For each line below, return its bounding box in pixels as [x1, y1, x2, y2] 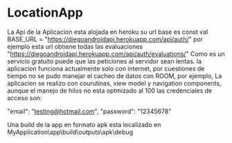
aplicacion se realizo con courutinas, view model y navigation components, [7, 79, 222, 87]
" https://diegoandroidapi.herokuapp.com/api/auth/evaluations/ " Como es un [7, 50, 225, 58]
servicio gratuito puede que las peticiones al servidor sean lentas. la [7, 57, 202, 65]
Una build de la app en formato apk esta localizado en [7, 120, 161, 128]
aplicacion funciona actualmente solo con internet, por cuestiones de [7, 64, 205, 73]
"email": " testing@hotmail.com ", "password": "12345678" [7, 107, 172, 115]
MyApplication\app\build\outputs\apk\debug [7, 128, 134, 136]
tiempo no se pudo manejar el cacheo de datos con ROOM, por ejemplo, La [7, 71, 222, 80]
